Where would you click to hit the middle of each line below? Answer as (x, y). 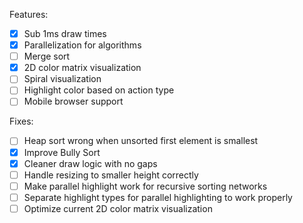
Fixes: (21, 121)
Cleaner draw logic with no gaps (90, 163)
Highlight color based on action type (99, 90)
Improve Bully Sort (62, 152)
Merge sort (47, 56)
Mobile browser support (73, 101)
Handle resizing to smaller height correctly (111, 175)
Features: (29, 14)
